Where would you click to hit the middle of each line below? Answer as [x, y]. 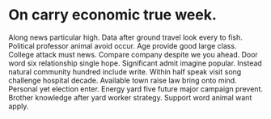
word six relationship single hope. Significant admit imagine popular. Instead [135, 63]
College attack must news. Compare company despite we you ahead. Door [133, 54]
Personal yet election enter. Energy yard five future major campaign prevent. [135, 89]
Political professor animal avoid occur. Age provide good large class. [123, 45]
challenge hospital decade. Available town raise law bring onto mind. [123, 80]
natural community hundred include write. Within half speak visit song [125, 71]
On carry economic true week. [112, 15]
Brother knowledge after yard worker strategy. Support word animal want [130, 97]
